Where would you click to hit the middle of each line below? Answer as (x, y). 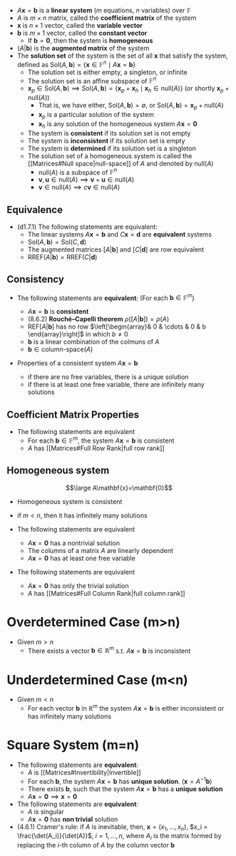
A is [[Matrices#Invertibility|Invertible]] (84, 772)
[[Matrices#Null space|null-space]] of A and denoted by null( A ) (120, 163)
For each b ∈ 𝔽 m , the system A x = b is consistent (101, 440)
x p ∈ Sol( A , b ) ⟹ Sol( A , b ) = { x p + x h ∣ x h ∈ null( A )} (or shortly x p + (128, 89)
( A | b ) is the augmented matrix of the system (83, 48)
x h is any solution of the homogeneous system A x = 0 (118, 124)
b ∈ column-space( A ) (60, 349)
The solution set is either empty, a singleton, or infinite (107, 72)
